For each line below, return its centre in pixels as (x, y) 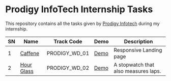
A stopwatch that (134, 65)
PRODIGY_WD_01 (68, 53)
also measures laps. (137, 71)
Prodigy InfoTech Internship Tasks (79, 9)
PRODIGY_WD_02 (68, 68)
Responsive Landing (138, 50)
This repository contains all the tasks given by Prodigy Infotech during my (82, 23)
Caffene (30, 53)
